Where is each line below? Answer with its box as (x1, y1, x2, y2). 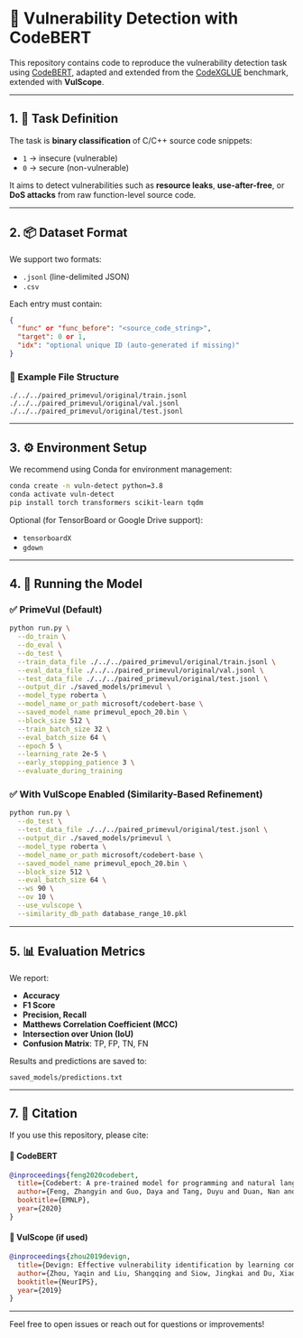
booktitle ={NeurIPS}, (17, 1277, 99, 1287)
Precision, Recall (22, 1009, 87, 1020)
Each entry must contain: (9, 298, 103, 309)
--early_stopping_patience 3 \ (17, 758, 135, 767)
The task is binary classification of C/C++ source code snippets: (9, 135, 252, 145)
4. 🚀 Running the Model (9, 576, 142, 592)
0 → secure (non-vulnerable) (22, 162, 129, 173)
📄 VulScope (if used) (9, 1232, 88, 1243)
